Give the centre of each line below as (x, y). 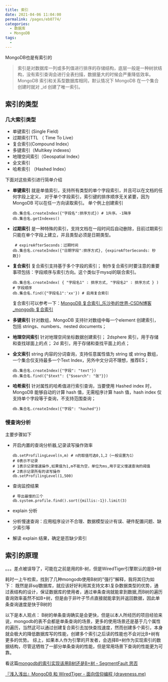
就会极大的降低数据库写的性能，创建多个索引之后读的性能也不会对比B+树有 (82, 634)
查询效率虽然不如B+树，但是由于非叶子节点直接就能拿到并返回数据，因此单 (82, 598)
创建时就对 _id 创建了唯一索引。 (50, 87)
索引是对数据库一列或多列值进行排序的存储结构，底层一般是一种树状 (87, 68)
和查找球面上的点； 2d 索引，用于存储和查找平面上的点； (71, 344)
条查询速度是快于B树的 (29, 604)
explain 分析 (25, 510)
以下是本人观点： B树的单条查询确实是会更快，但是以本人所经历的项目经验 (82, 615)
